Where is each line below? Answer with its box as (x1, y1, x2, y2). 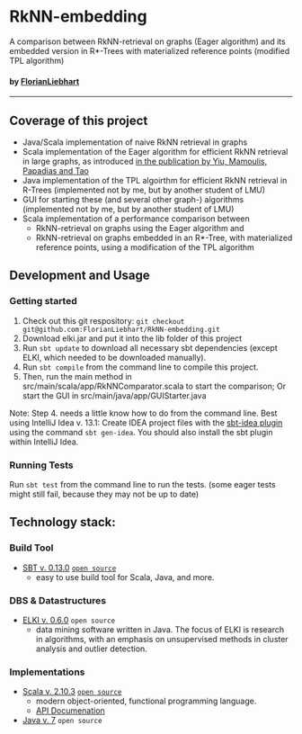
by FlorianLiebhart (9, 76, 80, 86)
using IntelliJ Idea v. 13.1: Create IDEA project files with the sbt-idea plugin (9, 416, 283, 428)
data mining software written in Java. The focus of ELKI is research (35, 623, 285, 635)
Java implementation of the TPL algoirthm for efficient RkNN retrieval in (22, 175, 288, 185)
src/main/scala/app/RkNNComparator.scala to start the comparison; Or (22, 380, 286, 391)
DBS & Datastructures (9, 594, 106, 606)
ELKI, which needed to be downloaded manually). (22, 352, 207, 363)
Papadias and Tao (22, 165, 90, 176)
